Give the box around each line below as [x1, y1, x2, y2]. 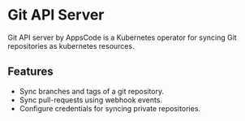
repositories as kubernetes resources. [7, 41, 135, 50]
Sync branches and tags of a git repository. [19, 86, 165, 96]
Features [7, 65, 54, 79]
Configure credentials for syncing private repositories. [19, 103, 200, 113]
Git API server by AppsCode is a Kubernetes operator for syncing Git [7, 32, 237, 42]
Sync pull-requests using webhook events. [19, 95, 163, 105]
